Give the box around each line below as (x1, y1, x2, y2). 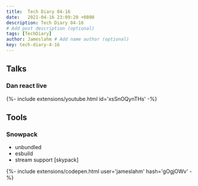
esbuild (14, 150, 33, 157)
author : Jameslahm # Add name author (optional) (6, 36, 129, 42)
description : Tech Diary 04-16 (6, 20, 84, 26)
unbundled (14, 144, 42, 151)
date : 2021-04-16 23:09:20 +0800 (6, 14, 95, 20)
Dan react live (6, 81, 47, 90)
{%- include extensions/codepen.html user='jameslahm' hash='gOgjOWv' (6, 168, 188, 175)
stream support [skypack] (14, 156, 79, 163)
